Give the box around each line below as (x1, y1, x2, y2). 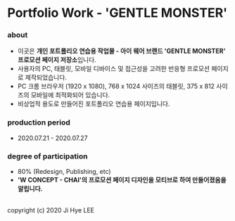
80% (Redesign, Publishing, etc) (17, 168, 111, 176)
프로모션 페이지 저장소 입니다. (17, 56, 96, 64)
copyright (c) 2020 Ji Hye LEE (7, 206, 95, 215)
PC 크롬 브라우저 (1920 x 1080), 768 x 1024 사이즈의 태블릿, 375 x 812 (17, 82, 215, 91)
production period (7, 118, 70, 127)
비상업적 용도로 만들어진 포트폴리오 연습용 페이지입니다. (17, 100, 170, 108)
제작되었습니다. (25, 73, 67, 82)
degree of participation (7, 151, 88, 161)
